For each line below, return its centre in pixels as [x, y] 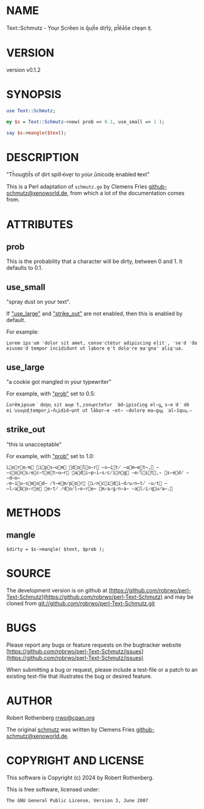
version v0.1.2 [23, 70]
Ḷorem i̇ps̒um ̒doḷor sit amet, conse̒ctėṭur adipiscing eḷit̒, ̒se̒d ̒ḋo [102, 343]
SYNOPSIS [34, 95]
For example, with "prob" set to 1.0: [51, 456]
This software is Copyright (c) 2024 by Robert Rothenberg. [80, 777]
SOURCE [29, 573]
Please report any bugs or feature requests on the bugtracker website [94, 645]
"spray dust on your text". [39, 302]
